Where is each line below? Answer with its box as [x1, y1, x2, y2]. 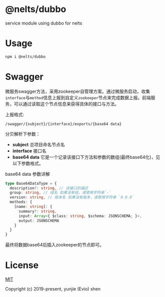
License [5, 259, 39, 271]
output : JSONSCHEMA [18, 218, 59, 223]
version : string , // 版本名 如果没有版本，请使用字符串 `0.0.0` [9, 195, 134, 200]
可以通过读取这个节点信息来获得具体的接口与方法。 [13, 101, 119, 107]
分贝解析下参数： [5, 131, 40, 137]
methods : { [9, 199, 32, 205]
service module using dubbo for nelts [5, 20, 82, 26]
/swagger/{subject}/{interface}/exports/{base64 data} [5, 121, 122, 126]
